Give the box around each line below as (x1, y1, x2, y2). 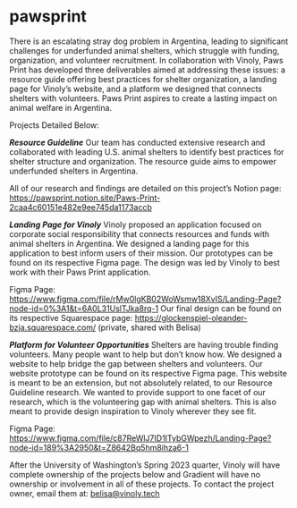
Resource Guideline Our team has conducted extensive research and (9, 137, 266, 148)
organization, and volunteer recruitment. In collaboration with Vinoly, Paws (9, 55, 284, 65)
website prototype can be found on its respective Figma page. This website (9, 368, 288, 378)
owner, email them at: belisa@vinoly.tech (9, 487, 160, 498)
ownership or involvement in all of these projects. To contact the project (9, 478, 275, 489)
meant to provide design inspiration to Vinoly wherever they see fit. (9, 405, 257, 417)
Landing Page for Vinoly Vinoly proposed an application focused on (9, 219, 262, 230)
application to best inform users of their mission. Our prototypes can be (9, 248, 274, 258)
